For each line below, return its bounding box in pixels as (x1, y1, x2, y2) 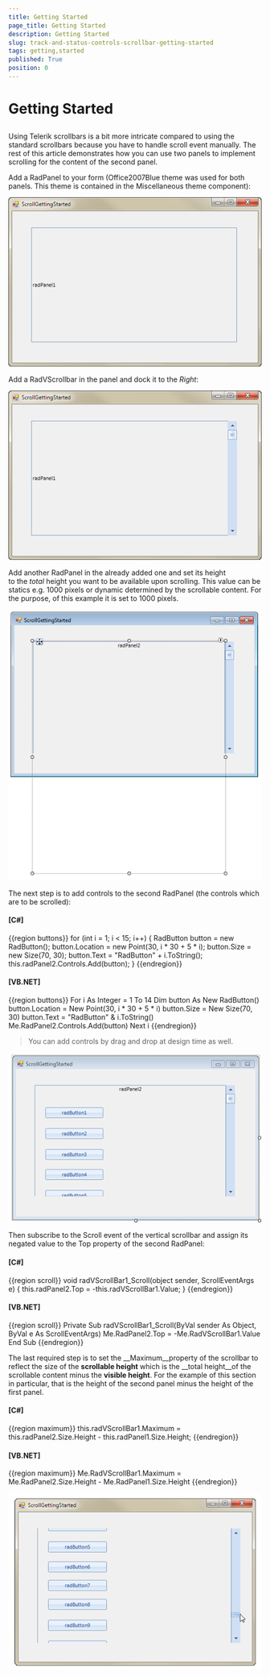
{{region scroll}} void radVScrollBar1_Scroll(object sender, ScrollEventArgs (8, 1275, 255, 1285)
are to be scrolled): (8, 896, 71, 906)
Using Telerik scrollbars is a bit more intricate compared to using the (8, 131, 235, 141)
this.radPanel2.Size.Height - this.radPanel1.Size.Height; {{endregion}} (8, 1432, 239, 1442)
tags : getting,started (8, 47, 84, 56)
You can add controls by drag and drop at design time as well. (27, 1037, 234, 1046)
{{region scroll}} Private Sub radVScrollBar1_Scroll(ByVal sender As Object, (8, 1320, 257, 1330)
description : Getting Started (8, 30, 110, 38)
